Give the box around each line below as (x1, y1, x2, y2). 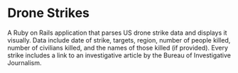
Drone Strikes (7, 5, 90, 21)
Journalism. (7, 58, 42, 67)
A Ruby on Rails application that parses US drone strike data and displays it (7, 28, 227, 37)
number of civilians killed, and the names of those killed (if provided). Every (7, 43, 229, 52)
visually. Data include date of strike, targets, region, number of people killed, (7, 35, 231, 44)
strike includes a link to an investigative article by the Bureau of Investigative (7, 51, 231, 60)
